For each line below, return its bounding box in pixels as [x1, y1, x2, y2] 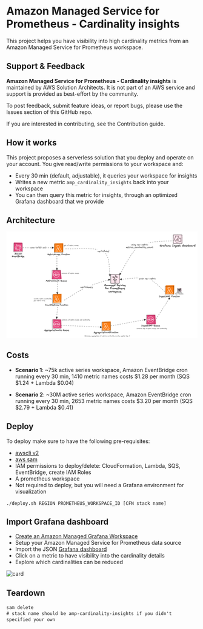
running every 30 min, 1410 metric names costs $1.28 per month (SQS [15, 373, 190, 380]
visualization [15, 488, 47, 495]
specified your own [6, 617, 56, 623]
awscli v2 [15, 449, 39, 456]
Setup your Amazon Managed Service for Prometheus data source [15, 539, 182, 547]
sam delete [6, 605, 34, 611]
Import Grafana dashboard [6, 516, 109, 527]
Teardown [6, 588, 45, 598]
